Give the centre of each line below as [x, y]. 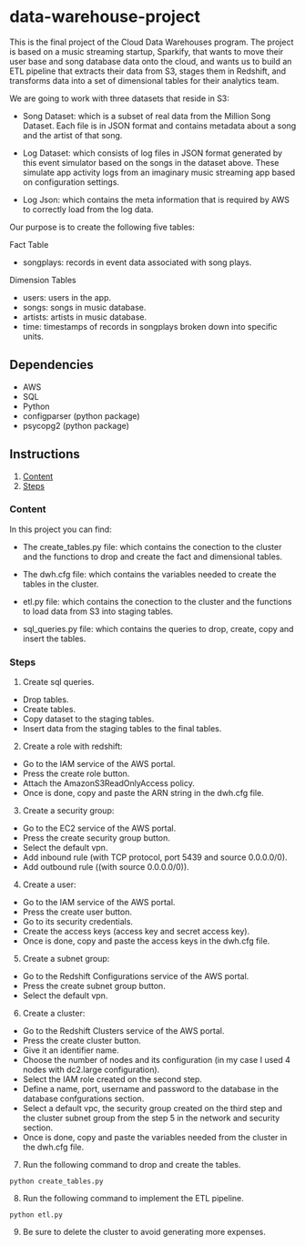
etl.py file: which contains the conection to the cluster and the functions [157, 601]
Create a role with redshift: [72, 746]
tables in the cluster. [61, 584]
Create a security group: [68, 811]
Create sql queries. [58, 682]
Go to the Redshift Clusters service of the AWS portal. [123, 1031]
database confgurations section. [83, 1098]
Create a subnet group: [66, 959]
